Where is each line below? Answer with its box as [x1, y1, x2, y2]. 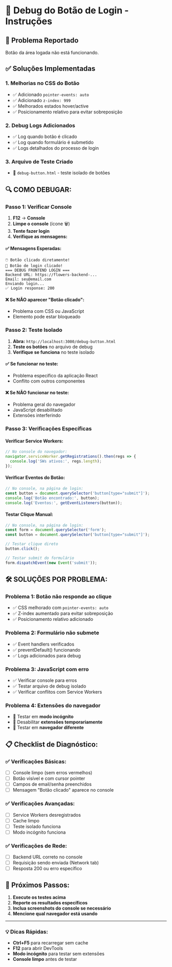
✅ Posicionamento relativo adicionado [12, 616, 94, 622]
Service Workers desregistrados [12, 812, 81, 818]
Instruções [5, 15, 53, 27]
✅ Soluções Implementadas [5, 64, 96, 73]
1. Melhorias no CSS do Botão [5, 79, 80, 87]
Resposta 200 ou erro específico [12, 865, 82, 872]
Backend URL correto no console [12, 854, 83, 860]
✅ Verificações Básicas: [5, 758, 67, 765]
